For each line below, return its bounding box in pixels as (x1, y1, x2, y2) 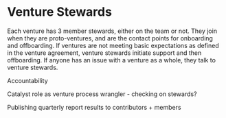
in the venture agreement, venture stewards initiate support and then (7, 49, 202, 57)
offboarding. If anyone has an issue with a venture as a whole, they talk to (7, 56, 216, 64)
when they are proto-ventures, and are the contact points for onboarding (7, 34, 213, 42)
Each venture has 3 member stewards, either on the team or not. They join (7, 27, 218, 35)
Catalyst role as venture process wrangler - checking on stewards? (7, 90, 197, 98)
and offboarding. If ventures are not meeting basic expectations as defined (7, 41, 219, 49)
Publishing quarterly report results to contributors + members (7, 103, 181, 111)
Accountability (7, 76, 48, 84)
